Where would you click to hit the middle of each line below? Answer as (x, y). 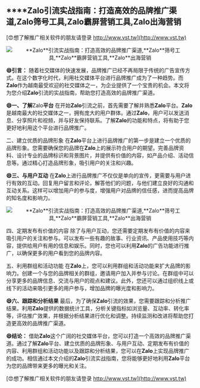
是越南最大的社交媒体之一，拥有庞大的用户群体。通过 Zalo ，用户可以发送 (95, 113)
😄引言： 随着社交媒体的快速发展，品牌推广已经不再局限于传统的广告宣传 (96, 70)
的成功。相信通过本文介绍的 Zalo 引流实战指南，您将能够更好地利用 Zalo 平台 (98, 358)
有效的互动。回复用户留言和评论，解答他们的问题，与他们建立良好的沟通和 (102, 183)
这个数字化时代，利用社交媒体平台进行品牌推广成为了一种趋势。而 (102, 78)
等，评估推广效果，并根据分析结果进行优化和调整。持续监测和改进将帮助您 (97, 316)
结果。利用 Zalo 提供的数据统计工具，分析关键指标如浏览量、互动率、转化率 (98, 308)
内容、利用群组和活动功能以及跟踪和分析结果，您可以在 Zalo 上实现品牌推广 (98, 350)
